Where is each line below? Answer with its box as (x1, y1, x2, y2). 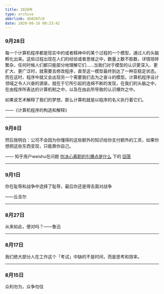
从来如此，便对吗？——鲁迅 (5, 224, 61, 230)
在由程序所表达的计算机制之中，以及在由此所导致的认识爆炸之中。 (5, 86, 138, 92)
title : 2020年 (5, 7, 33, 12)
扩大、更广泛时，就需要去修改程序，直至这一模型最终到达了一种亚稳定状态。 (5, 68, 159, 74)
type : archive (5, 12, 34, 17)
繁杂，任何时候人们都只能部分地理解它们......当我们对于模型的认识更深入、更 (5, 62, 158, 68)
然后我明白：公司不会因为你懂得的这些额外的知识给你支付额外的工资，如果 (5, 137, 155, 143)
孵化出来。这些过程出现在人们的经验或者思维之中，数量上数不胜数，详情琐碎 (5, 56, 159, 61)
